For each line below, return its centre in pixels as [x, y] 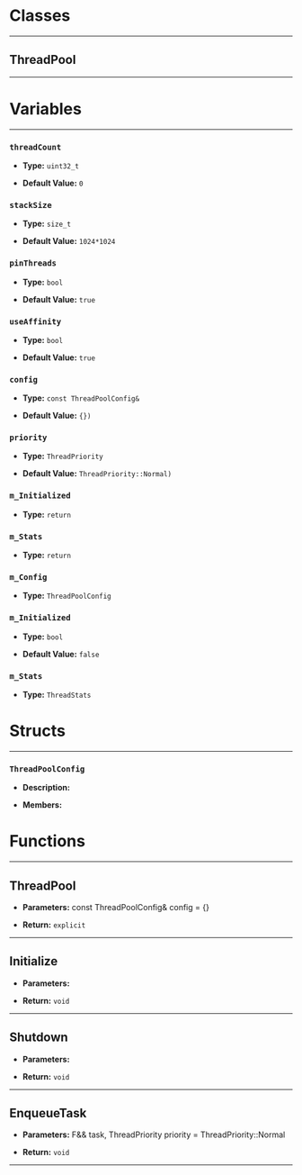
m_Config [28, 577]
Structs [37, 731]
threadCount [36, 147]
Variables [46, 108]
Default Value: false [61, 654]
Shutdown [39, 1038]
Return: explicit [54, 925]
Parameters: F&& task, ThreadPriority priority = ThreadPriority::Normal [154, 1134]
